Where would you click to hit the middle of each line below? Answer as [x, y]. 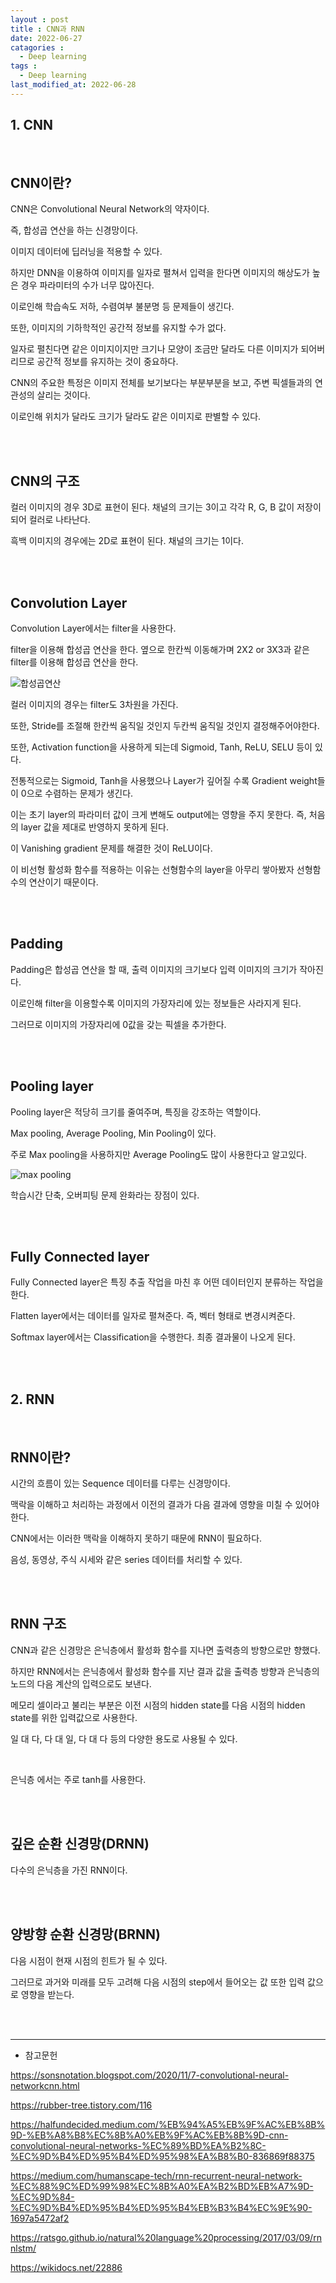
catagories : [37, 47]
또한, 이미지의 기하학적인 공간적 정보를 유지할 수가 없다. [118, 328]
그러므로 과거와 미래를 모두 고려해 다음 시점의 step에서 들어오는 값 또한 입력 [158, 1982]
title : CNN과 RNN [47, 29]
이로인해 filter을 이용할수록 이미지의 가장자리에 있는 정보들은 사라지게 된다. [156, 1003]
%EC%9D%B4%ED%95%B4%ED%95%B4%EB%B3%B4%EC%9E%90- [161, 2207]
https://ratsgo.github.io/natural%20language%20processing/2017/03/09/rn [166, 2237]
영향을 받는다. [47, 1994]
